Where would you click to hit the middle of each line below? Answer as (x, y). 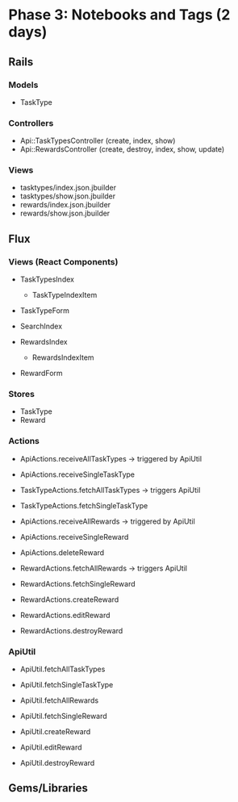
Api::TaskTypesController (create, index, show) (98, 141)
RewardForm (41, 374)
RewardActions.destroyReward (71, 630)
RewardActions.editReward (65, 615)
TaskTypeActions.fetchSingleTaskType (84, 505)
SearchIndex (41, 326)
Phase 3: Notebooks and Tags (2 (119, 15)
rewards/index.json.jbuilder (65, 205)
